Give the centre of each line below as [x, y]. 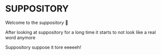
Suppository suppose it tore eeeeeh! [43, 47]
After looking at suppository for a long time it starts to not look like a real [80, 32]
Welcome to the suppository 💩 [37, 22]
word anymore [20, 37]
